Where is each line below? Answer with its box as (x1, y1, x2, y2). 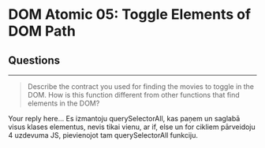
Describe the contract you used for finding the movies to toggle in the (27, 82, 255, 91)
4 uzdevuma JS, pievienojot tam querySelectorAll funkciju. (8, 131, 199, 139)
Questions (8, 54, 61, 67)
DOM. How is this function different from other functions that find (27, 91, 241, 99)
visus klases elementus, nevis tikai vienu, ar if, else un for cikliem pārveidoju (8, 122, 256, 131)
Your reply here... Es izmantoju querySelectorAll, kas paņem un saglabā (8, 114, 241, 123)
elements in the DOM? (27, 98, 100, 108)
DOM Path (8, 22, 77, 40)
